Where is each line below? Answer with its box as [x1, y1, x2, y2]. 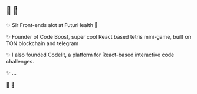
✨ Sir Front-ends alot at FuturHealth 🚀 [6, 21, 98, 28]
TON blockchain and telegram [6, 39, 79, 47]
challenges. [6, 58, 34, 65]
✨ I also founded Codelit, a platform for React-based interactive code [6, 51, 175, 58]
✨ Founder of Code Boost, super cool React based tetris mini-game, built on [6, 33, 192, 40]
